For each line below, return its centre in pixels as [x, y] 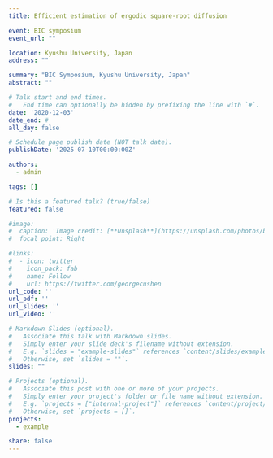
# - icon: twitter [41, 261]
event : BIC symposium [45, 31]
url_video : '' [32, 314]
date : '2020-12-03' [41, 112]
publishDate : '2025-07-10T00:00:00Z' [72, 150]
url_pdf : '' [28, 299]
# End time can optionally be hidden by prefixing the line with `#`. [134, 105]
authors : [23, 165]
